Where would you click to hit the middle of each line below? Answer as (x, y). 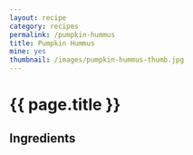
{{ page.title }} (65, 105)
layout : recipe (38, 18)
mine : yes (28, 52)
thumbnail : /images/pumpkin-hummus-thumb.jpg (96, 60)
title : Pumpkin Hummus (52, 43)
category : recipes (44, 26)
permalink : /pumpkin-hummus (63, 34)
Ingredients (43, 138)
